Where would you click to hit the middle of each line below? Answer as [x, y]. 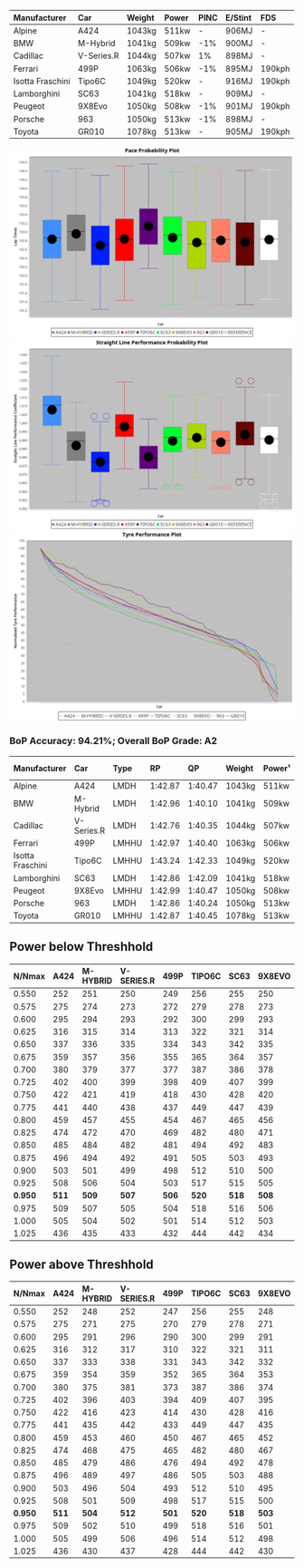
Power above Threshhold [81, 1265]
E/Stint [238, 17]
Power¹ [277, 768]
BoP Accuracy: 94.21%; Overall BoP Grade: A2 [114, 741]
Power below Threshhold [81, 947]
